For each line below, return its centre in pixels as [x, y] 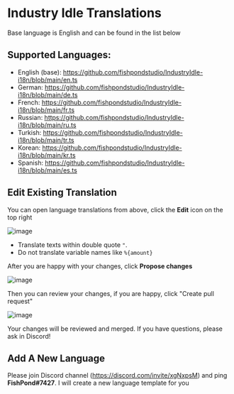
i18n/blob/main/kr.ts [46, 155]
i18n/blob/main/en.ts [48, 80]
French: [29, 102]
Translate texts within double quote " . [72, 245]
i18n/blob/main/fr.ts [46, 110]
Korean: [29, 148]
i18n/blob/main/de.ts [48, 94]
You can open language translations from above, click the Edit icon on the [115, 209]
